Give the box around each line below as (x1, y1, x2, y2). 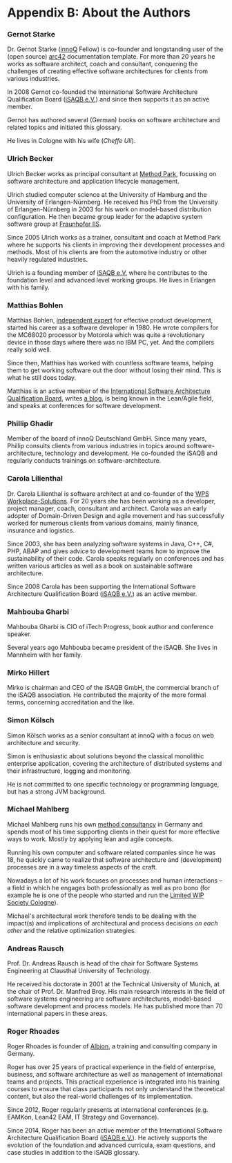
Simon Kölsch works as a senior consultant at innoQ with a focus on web (7, 731, 214, 740)
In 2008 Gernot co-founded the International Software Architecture (7, 88, 198, 96)
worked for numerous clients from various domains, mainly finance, (7, 519, 200, 527)
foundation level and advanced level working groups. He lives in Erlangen (7, 276, 216, 284)
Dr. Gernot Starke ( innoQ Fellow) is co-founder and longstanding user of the (7, 45, 224, 53)
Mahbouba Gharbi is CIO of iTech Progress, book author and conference (7, 622, 214, 631)
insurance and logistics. (7, 526, 75, 535)
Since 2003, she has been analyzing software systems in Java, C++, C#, (7, 539, 214, 548)
